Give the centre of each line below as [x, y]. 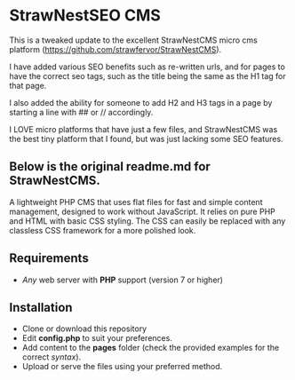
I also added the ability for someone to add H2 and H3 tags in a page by [141, 102]
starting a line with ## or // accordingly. [81, 112]
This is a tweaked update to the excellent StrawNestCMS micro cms [133, 40]
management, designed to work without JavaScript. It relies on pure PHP [142, 211]
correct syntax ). [52, 357]
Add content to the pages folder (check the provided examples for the [151, 348]
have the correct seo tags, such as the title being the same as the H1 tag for [147, 75]
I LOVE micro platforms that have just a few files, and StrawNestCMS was [144, 129]
